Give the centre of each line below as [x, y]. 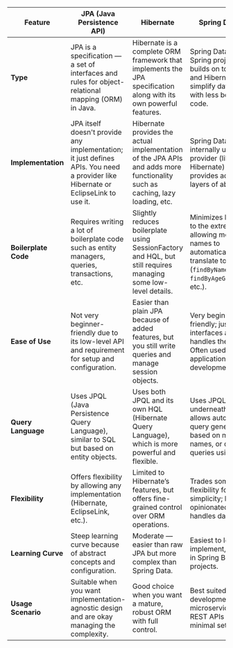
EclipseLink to [93, 193]
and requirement [97, 350]
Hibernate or [91, 184]
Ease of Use [31, 341]
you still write [154, 346]
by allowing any [96, 485]
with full [145, 621]
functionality [153, 175]
